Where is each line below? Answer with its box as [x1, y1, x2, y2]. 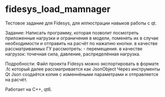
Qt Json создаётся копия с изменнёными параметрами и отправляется [5, 71, 158, 77]
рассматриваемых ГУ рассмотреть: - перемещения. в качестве [5, 45, 142, 51]
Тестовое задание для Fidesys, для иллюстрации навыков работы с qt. [5, 20, 157, 26]
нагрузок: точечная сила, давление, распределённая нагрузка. [5, 51, 141, 57]
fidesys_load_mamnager [5, 3, 111, 15]
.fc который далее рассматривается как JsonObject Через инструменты [5, 66, 160, 72]
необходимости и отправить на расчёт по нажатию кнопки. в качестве [5, 40, 158, 46]
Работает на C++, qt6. [5, 86, 52, 92]
